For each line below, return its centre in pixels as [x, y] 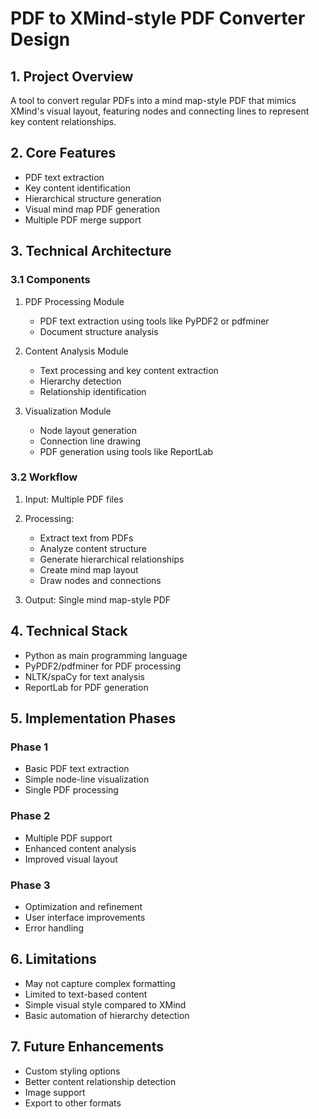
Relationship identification [93, 391]
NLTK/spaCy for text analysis [84, 676]
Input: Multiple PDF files [74, 499]
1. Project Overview [72, 76]
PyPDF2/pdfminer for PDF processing [103, 666]
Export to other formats [73, 1103]
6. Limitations [53, 959]
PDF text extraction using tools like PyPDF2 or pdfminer [154, 321]
